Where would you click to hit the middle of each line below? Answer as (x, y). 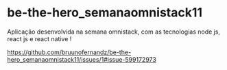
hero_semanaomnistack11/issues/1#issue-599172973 (82, 59)
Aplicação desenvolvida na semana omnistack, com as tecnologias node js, (114, 32)
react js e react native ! (39, 38)
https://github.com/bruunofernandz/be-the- (69, 52)
